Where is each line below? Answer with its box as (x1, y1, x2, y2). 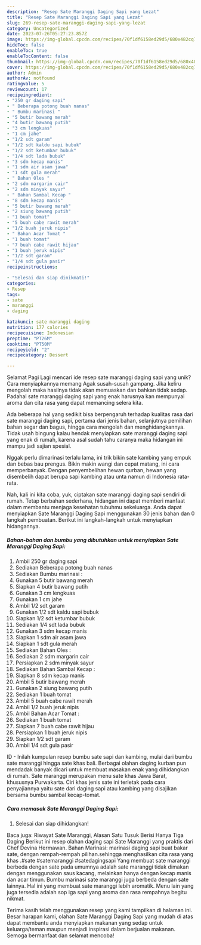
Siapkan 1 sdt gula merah (15, 640, 78, 648)
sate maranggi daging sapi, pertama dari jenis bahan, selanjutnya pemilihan (7, 417, 193, 424)
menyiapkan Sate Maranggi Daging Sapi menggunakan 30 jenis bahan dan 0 (7, 510, 195, 517)
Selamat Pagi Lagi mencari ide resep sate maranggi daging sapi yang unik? (7, 374, 191, 381)
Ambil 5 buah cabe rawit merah (15, 697, 93, 704)
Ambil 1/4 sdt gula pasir (15, 741, 74, 749)
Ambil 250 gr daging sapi (15, 558, 78, 565)
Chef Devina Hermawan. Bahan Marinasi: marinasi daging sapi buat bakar (7, 844, 188, 851)
